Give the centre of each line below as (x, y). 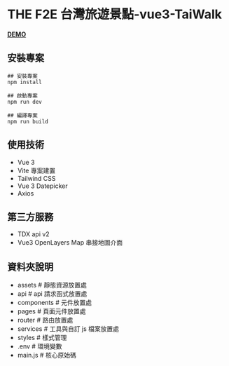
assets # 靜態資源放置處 (52, 285)
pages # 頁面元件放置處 (51, 311)
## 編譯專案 (23, 115)
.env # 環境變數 (40, 346)
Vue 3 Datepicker (42, 186)
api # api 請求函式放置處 (52, 294)
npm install (25, 82)
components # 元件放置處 (55, 303)
